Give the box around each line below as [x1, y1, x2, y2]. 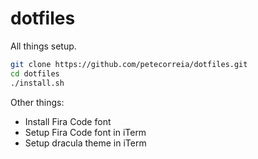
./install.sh [10, 78, 65, 88]
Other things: [10, 96, 65, 108]
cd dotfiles [10, 68, 60, 79]
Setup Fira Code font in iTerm [24, 126, 147, 138]
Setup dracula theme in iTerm [24, 137, 147, 149]
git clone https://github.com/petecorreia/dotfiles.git [10, 59, 248, 69]
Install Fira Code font [24, 115, 112, 127]
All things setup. [10, 40, 77, 52]
